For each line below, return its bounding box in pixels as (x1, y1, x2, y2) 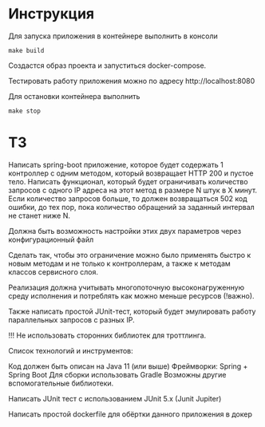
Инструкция (8, 5, 94, 23)
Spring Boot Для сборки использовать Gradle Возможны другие (8, 370, 227, 379)
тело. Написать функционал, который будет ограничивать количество (8, 176, 249, 186)
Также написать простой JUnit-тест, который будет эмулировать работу (8, 306, 256, 316)
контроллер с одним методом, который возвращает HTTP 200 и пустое (8, 168, 254, 178)
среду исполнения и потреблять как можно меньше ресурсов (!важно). (8, 291, 255, 300)
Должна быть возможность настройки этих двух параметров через (8, 226, 242, 235)
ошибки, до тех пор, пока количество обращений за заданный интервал (8, 202, 255, 212)
